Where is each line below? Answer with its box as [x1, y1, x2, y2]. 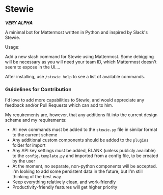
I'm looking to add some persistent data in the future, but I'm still [12, 168, 143, 174]
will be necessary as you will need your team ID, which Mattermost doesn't [5, 59, 157, 65]
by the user [12, 158, 35, 164]
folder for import [12, 142, 46, 148]
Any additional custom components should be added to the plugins [12, 137, 149, 143]
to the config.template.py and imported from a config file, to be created [12, 153, 159, 159]
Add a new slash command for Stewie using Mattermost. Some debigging [5, 53, 154, 60]
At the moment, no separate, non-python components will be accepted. [12, 163, 157, 169]
